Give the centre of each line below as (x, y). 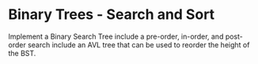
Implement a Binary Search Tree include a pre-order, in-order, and (116, 36)
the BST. (22, 53)
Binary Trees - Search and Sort (112, 15)
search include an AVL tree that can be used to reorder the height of (138, 44)
